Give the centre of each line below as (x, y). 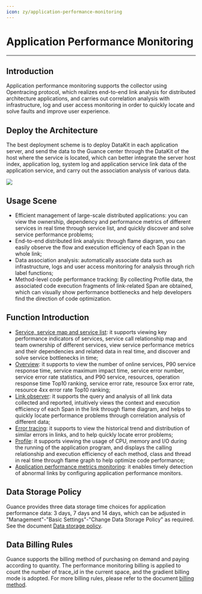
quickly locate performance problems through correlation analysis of (100, 415)
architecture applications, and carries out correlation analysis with (88, 99)
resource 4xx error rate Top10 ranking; (63, 390)
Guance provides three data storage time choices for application (86, 507)
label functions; (34, 273)
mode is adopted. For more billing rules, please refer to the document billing (100, 578)
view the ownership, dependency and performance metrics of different (103, 222)
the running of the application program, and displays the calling (93, 447)
